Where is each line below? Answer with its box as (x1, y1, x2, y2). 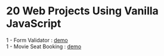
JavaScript (6, 17, 61, 30)
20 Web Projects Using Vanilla (6, 4, 159, 18)
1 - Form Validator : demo (6, 36, 69, 43)
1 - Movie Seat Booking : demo (6, 43, 82, 50)
